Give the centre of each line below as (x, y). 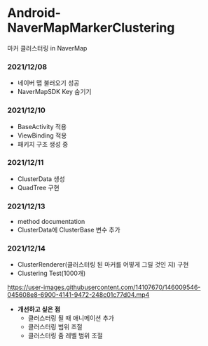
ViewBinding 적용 (42, 135)
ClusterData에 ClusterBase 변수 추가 (69, 230)
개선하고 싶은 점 (39, 310)
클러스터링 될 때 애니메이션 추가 (71, 318)
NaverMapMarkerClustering (91, 28)
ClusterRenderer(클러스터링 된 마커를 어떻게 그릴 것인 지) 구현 (103, 265)
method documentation (51, 222)
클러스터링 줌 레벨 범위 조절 (65, 335)
